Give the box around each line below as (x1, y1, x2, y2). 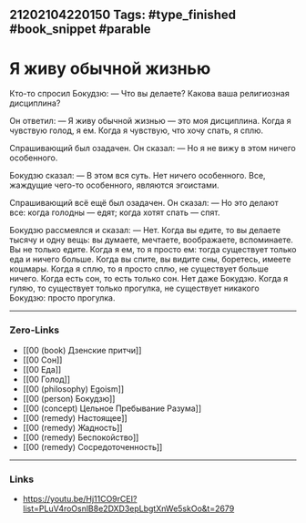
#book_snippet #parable (9, 22, 152, 37)
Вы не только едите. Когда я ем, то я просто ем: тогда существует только (9, 244, 297, 255)
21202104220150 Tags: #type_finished (9, 7, 237, 23)
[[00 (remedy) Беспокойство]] (22, 432, 139, 443)
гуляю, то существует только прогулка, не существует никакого (9, 282, 260, 294)
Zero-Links (9, 323, 60, 336)
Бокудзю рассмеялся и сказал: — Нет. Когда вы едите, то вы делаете (9, 225, 280, 236)
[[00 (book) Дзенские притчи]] (22, 344, 142, 355)
